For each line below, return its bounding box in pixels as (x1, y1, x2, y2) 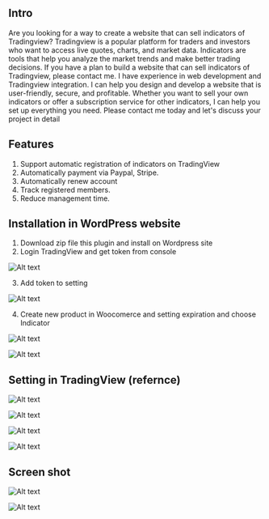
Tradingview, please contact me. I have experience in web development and (8, 70, 262, 80)
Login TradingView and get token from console (19, 247, 177, 257)
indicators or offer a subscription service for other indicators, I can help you (8, 96, 261, 106)
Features (8, 138, 54, 151)
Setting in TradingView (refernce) (8, 372, 181, 387)
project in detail (8, 113, 61, 124)
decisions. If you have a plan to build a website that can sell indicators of (8, 62, 250, 72)
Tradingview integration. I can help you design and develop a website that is (8, 79, 262, 89)
